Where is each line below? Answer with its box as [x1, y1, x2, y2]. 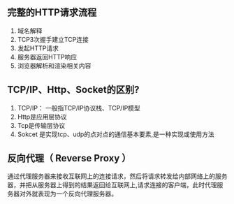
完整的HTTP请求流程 [7, 6, 97, 19]
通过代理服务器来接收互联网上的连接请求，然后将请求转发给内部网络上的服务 [7, 172, 228, 180]
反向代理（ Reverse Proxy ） [7, 152, 131, 164]
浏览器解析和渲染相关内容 [17, 61, 92, 70]
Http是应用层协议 [17, 112, 68, 121]
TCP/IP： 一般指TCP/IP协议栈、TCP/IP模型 [17, 103, 141, 112]
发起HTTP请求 [17, 44, 59, 52]
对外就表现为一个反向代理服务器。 [19, 189, 117, 198]
